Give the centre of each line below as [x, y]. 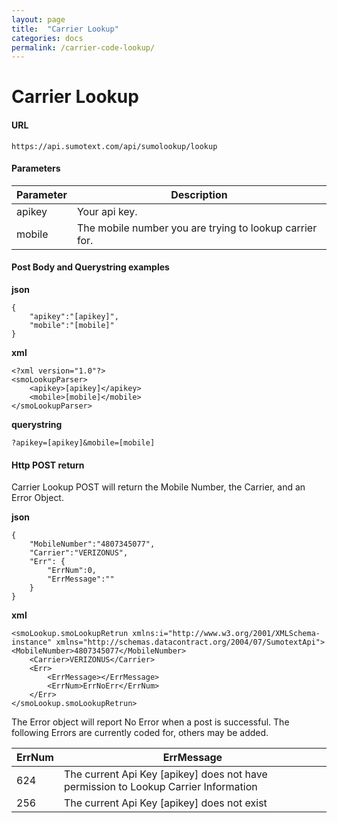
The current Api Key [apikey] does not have [165, 774]
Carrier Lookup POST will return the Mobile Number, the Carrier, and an [158, 487]
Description [199, 194]
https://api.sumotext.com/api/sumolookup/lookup [114, 146]
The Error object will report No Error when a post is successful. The [150, 722]
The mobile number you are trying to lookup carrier [197, 228]
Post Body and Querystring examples [90, 267]
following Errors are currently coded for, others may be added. [140, 733]
